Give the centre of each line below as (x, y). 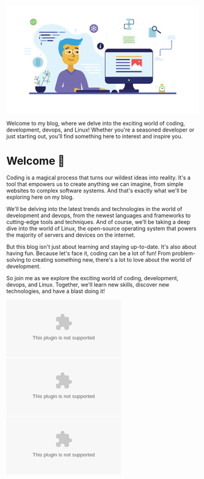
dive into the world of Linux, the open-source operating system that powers (101, 229)
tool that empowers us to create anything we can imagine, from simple (95, 184)
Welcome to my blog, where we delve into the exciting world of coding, (96, 123)
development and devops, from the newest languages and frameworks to (99, 215)
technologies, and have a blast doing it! (56, 291)
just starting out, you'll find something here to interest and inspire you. (95, 136)
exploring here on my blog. (40, 197)
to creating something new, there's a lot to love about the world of (109, 260)
